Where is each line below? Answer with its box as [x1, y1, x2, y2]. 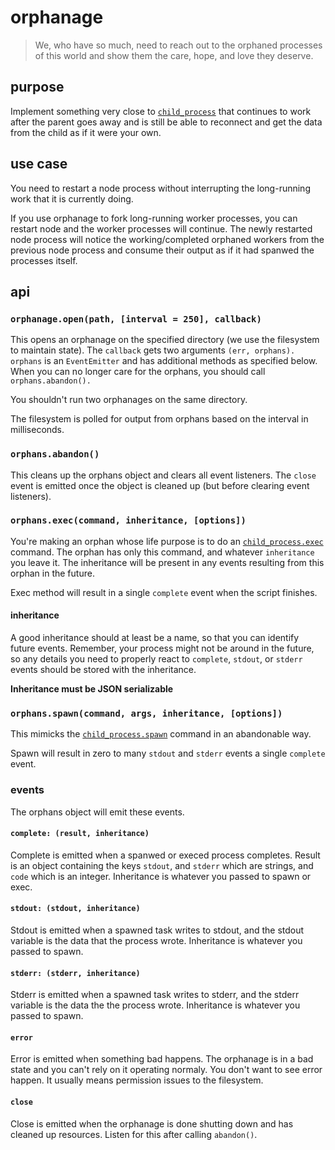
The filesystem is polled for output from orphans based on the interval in [10, 413, 309, 425]
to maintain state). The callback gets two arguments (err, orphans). [10, 344, 296, 356]
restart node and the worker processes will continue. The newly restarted [10, 222, 313, 235]
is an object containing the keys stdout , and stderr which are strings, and [10, 859, 314, 871]
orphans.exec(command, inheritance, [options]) [10, 515, 247, 526]
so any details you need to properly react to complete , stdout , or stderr [10, 653, 303, 665]
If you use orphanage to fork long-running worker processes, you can [10, 212, 298, 224]
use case [10, 156, 68, 173]
